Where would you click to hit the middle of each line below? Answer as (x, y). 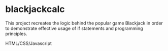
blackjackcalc (35, 9)
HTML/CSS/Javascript (29, 43)
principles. (16, 33)
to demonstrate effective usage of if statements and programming (74, 28)
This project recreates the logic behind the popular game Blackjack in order (84, 23)
